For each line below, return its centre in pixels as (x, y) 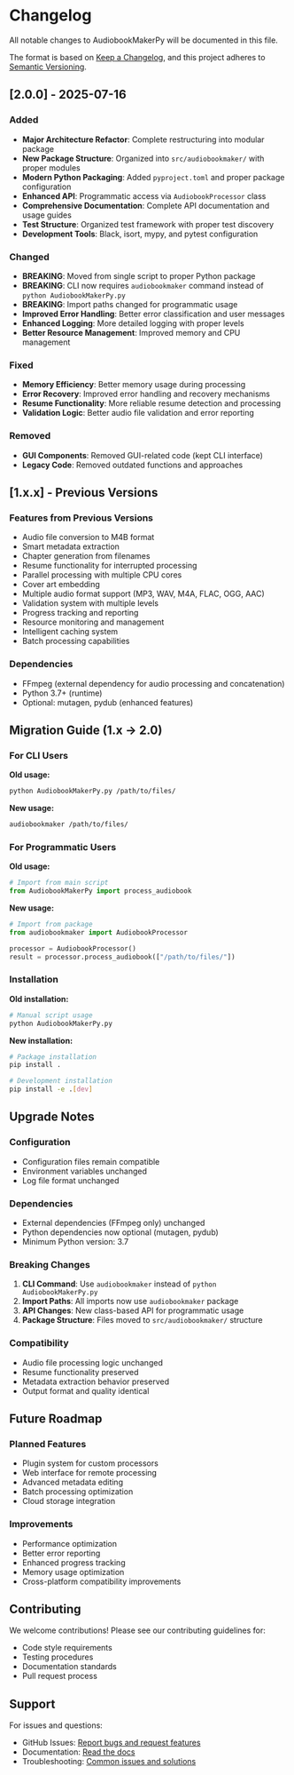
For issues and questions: (56, 1725)
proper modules (51, 167)
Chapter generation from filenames (86, 556)
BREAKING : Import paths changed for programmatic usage (130, 304)
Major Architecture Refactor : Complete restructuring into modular (143, 139)
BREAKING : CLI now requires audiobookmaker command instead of (143, 285)
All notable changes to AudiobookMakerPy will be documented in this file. (144, 40)
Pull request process (59, 1676)
